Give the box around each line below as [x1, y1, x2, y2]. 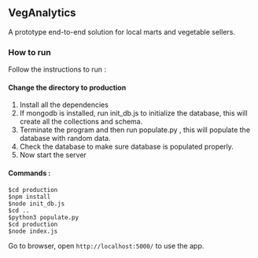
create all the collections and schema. [19, 117, 143, 127]
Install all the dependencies [19, 100, 109, 109]
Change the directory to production [8, 83, 127, 92]
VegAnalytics [8, 6, 76, 20]
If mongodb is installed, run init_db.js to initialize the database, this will [19, 109, 248, 118]
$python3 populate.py [8, 213, 79, 221]
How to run [8, 46, 51, 57]
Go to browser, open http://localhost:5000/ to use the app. [8, 241, 205, 250]
